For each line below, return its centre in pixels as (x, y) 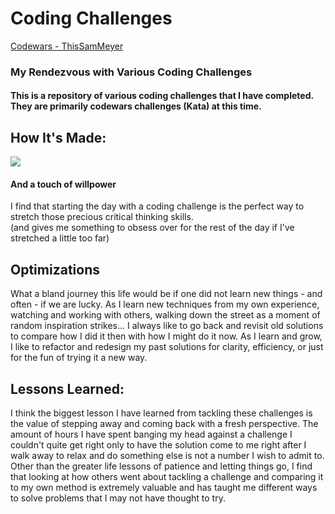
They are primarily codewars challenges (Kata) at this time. (136, 106)
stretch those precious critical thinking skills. (102, 217)
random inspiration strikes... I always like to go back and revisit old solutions (167, 326)
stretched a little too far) (60, 238)
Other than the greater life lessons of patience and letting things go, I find (161, 466)
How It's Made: (58, 137)
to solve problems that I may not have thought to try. (118, 498)
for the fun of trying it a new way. (79, 358)
